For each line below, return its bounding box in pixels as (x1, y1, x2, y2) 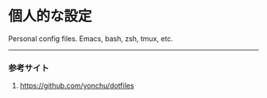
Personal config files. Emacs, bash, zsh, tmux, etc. (8, 33, 173, 43)
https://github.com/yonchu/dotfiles (19, 81, 134, 91)
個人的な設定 (8, 7, 93, 25)
